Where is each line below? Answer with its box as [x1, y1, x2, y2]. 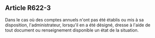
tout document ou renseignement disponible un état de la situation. [5, 27, 139, 33]
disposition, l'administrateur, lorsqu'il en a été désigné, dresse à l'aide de [5, 22, 151, 28]
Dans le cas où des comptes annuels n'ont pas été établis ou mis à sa [5, 17, 144, 22]
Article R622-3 [5, 4, 51, 12]
